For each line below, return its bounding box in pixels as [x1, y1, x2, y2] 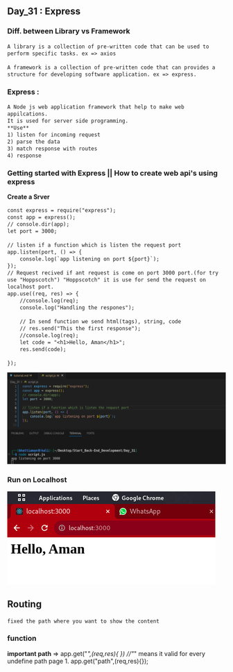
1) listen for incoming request [7, 131, 101, 138]
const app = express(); [7, 214, 76, 221]
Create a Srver [7, 192, 50, 201]
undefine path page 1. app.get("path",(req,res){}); [7, 657, 149, 665]
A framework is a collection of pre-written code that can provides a [7, 64, 216, 71]
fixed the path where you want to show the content [7, 618, 159, 625]
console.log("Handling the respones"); [19, 304, 135, 311]
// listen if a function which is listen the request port [7, 242, 182, 249]
